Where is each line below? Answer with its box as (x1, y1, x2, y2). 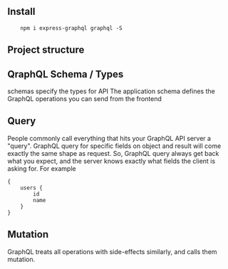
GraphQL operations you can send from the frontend (7, 95, 162, 103)
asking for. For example (7, 164, 76, 173)
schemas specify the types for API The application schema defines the (7, 87, 215, 95)
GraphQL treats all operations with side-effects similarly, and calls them (7, 247, 217, 255)
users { (20, 184, 43, 191)
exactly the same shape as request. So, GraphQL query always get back (7, 149, 219, 157)
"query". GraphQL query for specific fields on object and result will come (7, 142, 222, 150)
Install (7, 6, 36, 18)
